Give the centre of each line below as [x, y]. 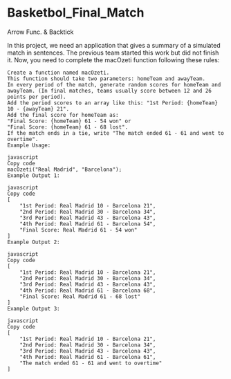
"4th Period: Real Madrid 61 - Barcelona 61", [88, 357]
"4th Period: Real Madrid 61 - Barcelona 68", [88, 290]
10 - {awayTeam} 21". [38, 109]
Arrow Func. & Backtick [40, 32]
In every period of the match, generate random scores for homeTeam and [114, 84]
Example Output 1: [34, 175]
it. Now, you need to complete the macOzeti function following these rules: [113, 59]
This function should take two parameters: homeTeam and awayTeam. [107, 78]
